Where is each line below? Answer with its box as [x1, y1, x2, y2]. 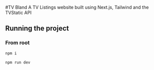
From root [5, 39, 30, 46]
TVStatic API [5, 10, 32, 16]
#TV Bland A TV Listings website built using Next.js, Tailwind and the [5, 5, 149, 10]
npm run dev [5, 60, 30, 65]
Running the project [5, 24, 69, 33]
